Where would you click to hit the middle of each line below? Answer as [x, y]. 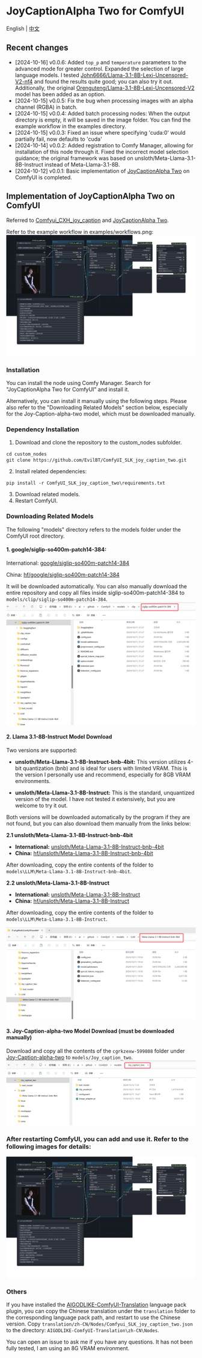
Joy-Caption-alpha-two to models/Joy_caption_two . [70, 1057]
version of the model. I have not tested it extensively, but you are [95, 799]
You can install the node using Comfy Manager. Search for [79, 383]
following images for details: [49, 1147]
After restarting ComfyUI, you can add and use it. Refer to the [97, 1139]
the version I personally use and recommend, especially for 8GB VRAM [103, 775]
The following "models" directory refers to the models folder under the [94, 529]
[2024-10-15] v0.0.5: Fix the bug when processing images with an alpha [104, 100]
